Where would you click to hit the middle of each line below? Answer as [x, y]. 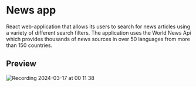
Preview [21, 64]
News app [31, 10]
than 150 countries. [29, 45]
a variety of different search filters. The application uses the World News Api [99, 32]
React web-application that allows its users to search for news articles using [98, 26]
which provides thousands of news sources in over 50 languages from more [98, 39]
